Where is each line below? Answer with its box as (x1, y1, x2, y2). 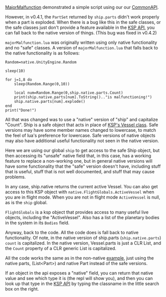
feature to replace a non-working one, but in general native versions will (5, 158, 153, 164)
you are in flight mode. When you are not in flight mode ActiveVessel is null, (5, 194, 161, 200)
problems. (5, 174, 26, 180)
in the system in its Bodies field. (5, 220, 70, 226)
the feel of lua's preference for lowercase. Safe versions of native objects (5, 132, 156, 138)
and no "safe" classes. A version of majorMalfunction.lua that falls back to (5, 45, 158, 50)
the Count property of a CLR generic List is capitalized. (5, 246, 117, 251)
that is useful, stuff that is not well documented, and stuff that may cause (5, 169, 155, 174)
